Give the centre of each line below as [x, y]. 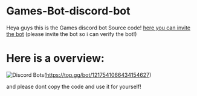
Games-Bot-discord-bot [68, 11]
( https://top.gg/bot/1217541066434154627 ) [98, 75]
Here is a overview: [55, 58]
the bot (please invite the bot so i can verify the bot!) [72, 34]
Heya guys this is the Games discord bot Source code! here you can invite [98, 28]
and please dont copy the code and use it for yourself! [74, 86]
